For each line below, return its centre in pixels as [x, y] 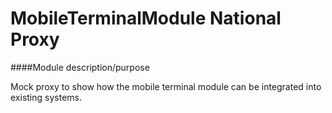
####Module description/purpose [80, 67]
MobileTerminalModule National [146, 18]
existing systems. [46, 97]
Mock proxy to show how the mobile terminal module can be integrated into [166, 86]
